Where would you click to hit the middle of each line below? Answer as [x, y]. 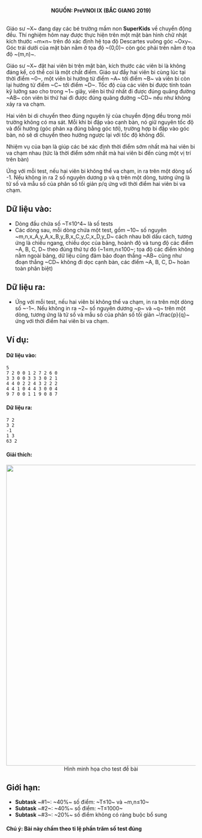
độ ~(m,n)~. [21, 54]
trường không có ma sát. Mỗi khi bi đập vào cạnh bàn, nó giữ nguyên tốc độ [100, 122]
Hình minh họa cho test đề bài [101, 769]
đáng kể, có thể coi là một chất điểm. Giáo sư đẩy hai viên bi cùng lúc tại [96, 72]
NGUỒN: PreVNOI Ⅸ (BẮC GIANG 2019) [101, 11]
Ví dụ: [17, 340]
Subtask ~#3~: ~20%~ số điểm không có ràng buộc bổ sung [91, 815]
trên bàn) [17, 159]
